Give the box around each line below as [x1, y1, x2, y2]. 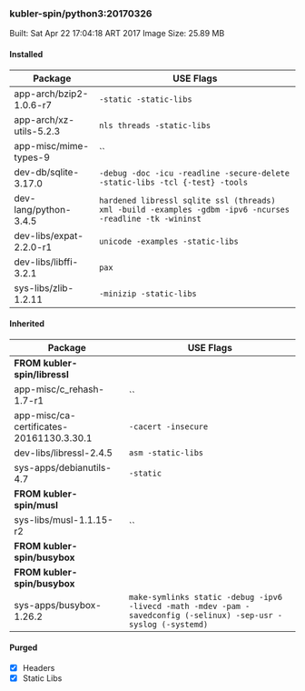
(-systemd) [161, 619, 209, 629]
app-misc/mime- [14, 139, 89, 152]
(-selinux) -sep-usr [184, 610, 274, 620]
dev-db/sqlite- [14, 165, 80, 178]
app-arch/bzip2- [14, 87, 89, 100]
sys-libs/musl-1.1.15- [14, 513, 113, 526]
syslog [128, 619, 157, 629]
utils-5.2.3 [14, 125, 61, 137]
